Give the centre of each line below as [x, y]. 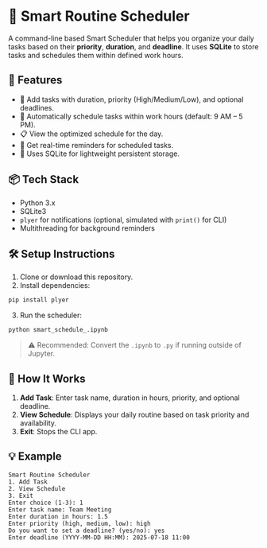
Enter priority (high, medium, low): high [79, 523]
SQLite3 [33, 211]
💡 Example [35, 457]
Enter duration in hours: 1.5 [58, 516]
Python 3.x [37, 203]
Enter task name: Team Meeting [60, 509]
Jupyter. [41, 354]
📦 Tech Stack [44, 179]
